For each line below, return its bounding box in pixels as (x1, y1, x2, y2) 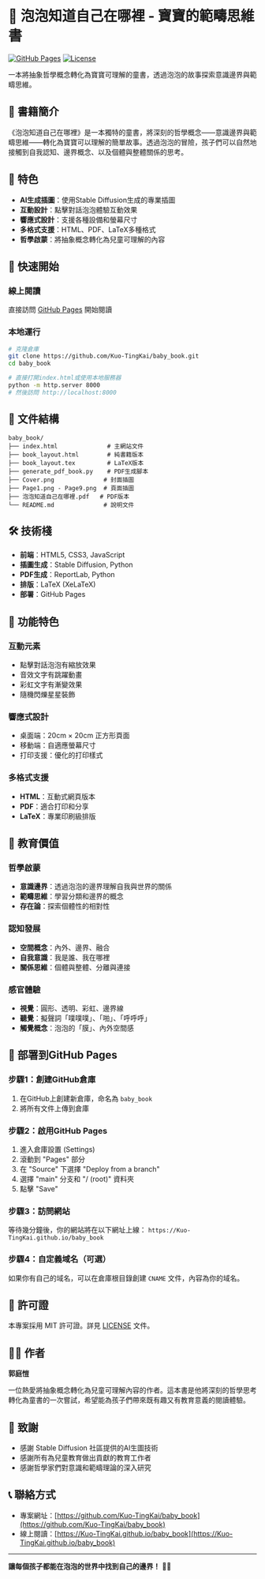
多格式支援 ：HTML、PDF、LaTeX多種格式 (19, 224, 156, 234)
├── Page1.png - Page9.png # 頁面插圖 (8, 484, 135, 492)
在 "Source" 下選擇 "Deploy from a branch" (19, 1164, 160, 1173)
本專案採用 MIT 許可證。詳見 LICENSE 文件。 (8, 1321, 155, 1330)
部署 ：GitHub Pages (19, 590, 86, 599)
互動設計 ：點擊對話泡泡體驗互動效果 (19, 204, 138, 214)
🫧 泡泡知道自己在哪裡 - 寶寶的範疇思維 (8, 7, 255, 25)
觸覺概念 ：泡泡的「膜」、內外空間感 (19, 1023, 134, 1033)
